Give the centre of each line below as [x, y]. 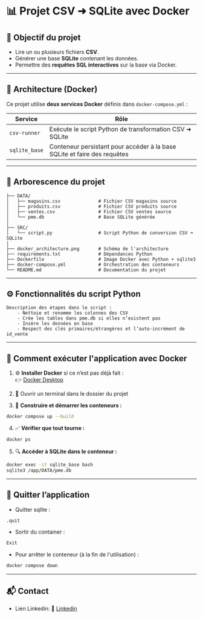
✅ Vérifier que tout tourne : [50, 428]
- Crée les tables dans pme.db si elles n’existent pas [89, 318]
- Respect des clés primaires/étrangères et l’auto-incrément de [101, 329]
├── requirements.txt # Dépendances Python [79, 254]
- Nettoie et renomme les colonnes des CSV [73, 313]
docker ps [19, 440]
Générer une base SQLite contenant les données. [77, 58]
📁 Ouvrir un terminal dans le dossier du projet [72, 394]
